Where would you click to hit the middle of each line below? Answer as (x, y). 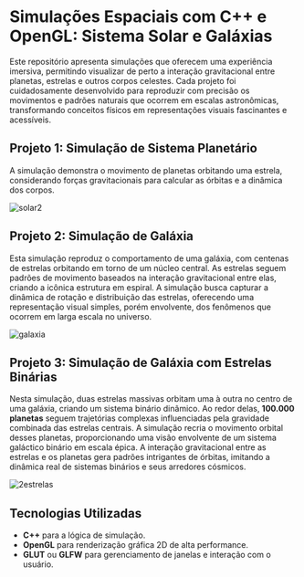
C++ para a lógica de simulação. (84, 535)
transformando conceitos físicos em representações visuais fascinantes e (148, 110)
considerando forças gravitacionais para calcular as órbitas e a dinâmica (146, 180)
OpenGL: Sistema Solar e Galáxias (141, 36)
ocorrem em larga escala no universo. (81, 316)
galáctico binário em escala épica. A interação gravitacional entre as (138, 447)
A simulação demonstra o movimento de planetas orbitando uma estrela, (146, 170)
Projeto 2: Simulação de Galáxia (102, 236)
